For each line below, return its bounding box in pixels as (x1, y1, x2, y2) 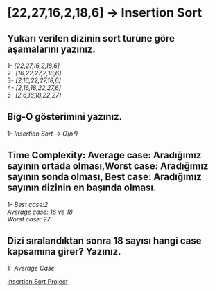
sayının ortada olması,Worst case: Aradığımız (7, 161, 209, 172)
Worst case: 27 (7, 215, 51, 223)
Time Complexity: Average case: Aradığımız (7, 149, 202, 161)
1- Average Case (7, 264, 55, 273)
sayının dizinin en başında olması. (7, 182, 157, 194)
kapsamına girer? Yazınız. (7, 246, 121, 257)
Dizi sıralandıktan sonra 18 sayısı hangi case (7, 235, 203, 247)
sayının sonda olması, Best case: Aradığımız (7, 171, 203, 183)
